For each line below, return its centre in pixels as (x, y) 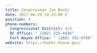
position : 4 (18, 19)
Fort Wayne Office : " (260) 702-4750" (51, 38)
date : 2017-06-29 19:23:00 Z (36, 15)
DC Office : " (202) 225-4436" (42, 33)
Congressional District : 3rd (41, 29)
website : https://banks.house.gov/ (43, 43)
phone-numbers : (21, 24)
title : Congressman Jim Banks (38, 10)
